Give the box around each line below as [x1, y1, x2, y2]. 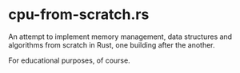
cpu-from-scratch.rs [8, 6, 150, 24]
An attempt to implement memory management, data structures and [8, 32, 233, 41]
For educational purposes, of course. [8, 56, 130, 65]
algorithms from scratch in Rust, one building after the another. [8, 40, 215, 49]
